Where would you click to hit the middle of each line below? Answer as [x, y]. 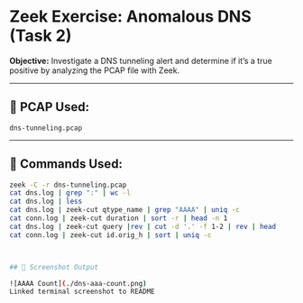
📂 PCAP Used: [50, 107]
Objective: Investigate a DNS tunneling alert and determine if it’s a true [141, 60]
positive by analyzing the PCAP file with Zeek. [95, 70]
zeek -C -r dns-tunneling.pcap [68, 185]
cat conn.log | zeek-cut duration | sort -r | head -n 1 [119, 218]
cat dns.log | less [46, 202]
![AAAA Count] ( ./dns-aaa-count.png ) [78, 283]
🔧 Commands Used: [66, 164]
